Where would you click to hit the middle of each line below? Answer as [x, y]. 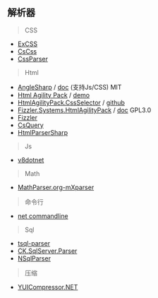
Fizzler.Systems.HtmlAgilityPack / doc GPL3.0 [84, 110]
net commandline [43, 216]
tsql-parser [34, 243]
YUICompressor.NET [48, 287]
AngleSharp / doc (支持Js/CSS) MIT [69, 87]
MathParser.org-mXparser [56, 187]
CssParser [32, 59]
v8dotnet [31, 160]
